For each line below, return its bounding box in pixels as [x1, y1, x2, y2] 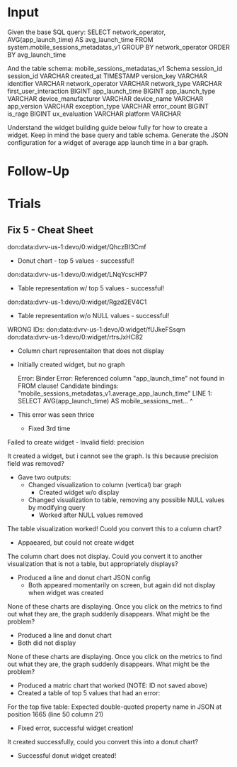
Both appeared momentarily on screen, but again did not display [28, 581, 216, 589]
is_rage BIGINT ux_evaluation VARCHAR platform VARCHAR [7, 109, 182, 118]
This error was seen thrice [17, 410, 95, 419]
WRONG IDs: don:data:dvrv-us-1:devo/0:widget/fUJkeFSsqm [7, 325, 186, 334]
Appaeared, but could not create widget [17, 538, 134, 547]
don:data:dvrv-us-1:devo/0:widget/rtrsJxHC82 [7, 333, 144, 342]
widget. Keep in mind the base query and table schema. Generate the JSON [7, 131, 229, 139]
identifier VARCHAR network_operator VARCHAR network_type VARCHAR [7, 79, 222, 87]
